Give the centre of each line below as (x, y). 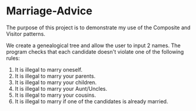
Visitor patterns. (26, 33)
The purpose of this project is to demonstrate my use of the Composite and (99, 27)
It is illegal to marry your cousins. (55, 95)
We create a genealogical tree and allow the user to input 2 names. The (94, 45)
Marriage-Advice (49, 11)
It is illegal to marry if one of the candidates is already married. (91, 101)
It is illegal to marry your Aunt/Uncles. (61, 88)
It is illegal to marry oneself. (48, 69)
